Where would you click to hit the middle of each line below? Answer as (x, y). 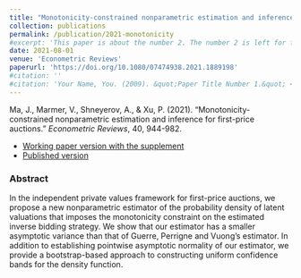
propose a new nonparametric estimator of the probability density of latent (147, 207)
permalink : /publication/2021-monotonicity (92, 34)
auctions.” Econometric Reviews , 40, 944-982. (95, 128)
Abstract (29, 178)
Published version (56, 155)
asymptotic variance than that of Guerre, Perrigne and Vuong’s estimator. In (149, 236)
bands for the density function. (66, 264)
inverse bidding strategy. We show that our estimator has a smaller (132, 226)
